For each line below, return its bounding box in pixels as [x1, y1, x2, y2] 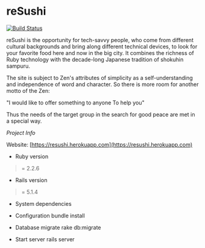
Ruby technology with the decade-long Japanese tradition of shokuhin [6, 56, 184, 63]
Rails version [15, 176, 48, 184]
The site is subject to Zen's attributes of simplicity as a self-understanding [6, 74, 193, 81]
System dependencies [15, 200, 72, 207]
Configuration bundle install [15, 212, 85, 219]
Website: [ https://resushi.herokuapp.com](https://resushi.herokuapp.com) [6, 140, 193, 148]
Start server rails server [15, 235, 75, 243]
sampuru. [6, 62, 31, 70]
